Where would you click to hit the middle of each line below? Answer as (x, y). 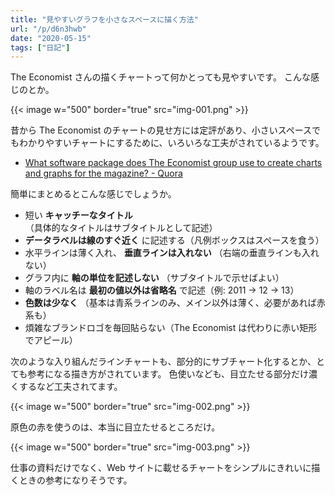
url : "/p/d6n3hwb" (48, 29)
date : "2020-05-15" (51, 38)
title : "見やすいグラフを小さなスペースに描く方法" (104, 19)
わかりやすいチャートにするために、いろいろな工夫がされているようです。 (171, 143)
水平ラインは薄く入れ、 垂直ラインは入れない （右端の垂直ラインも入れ (172, 253)
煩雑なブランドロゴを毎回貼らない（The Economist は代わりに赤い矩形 (171, 328)
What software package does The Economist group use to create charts (173, 163)
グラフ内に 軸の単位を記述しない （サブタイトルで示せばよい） (154, 278)
